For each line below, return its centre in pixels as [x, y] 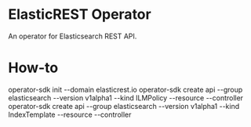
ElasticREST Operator [80, 15]
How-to [33, 68]
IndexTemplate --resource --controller [70, 114]
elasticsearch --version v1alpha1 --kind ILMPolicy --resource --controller [126, 98]
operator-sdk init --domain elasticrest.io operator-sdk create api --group [125, 89]
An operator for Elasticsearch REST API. [73, 36]
